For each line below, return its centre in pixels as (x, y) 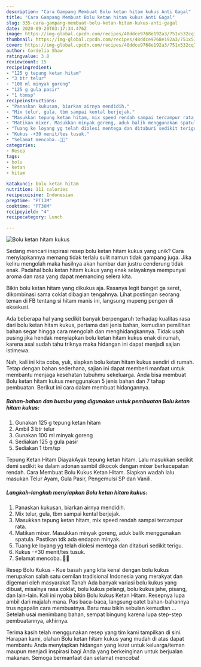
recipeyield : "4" (28, 212)
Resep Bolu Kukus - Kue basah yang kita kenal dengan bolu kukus (88, 570)
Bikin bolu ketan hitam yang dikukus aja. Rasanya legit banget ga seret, (94, 288)
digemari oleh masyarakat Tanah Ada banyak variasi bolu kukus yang (92, 583)
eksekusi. (18, 307)
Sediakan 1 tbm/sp (38, 448)
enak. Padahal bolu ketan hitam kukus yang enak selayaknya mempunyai (96, 270)
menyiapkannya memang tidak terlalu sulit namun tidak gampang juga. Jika (99, 257)
